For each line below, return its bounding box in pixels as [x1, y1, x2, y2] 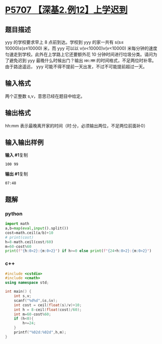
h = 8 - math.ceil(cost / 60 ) [5, 240, 54, 244]
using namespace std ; [5, 280, 49, 285]
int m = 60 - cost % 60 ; [14, 312, 51, 317]
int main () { [5, 289, 32, 294]
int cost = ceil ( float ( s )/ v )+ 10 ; [14, 303, 82, 307]
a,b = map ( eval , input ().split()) [5, 226, 69, 231]
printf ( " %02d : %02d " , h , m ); [14, 330, 67, 335]
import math [5, 222, 29, 226]
